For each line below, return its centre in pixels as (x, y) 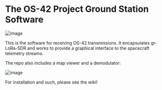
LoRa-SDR (16, 48)
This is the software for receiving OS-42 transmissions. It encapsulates (77, 43)
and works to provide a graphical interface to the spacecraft (88, 48)
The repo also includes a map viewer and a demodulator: (63, 63)
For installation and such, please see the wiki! (51, 82)
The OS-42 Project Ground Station (77, 9)
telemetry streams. (24, 53)
